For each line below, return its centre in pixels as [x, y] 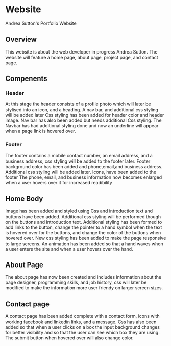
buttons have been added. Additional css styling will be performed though [83, 216]
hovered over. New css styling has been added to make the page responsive [86, 238]
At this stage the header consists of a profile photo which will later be [78, 104]
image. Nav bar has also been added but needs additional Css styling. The [83, 120]
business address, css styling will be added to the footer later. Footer [78, 161]
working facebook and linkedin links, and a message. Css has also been [81, 322]
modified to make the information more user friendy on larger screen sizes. [84, 288]
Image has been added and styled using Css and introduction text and [79, 211]
